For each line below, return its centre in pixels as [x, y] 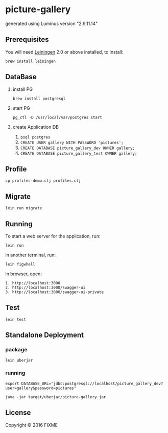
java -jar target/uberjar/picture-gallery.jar [56, 397]
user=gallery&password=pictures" [41, 388]
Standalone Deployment [45, 335]
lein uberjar [19, 360]
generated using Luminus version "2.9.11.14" [52, 23]
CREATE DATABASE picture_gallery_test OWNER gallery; [79, 153]
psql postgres [35, 137]
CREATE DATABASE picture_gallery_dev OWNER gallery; [78, 148]
